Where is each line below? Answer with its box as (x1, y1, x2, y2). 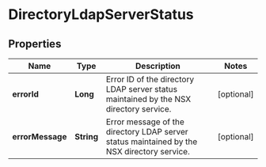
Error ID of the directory (105, 74, 195, 85)
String (74, 131, 99, 142)
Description (135, 61, 180, 71)
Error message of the (105, 116, 184, 127)
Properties (8, 37, 62, 51)
